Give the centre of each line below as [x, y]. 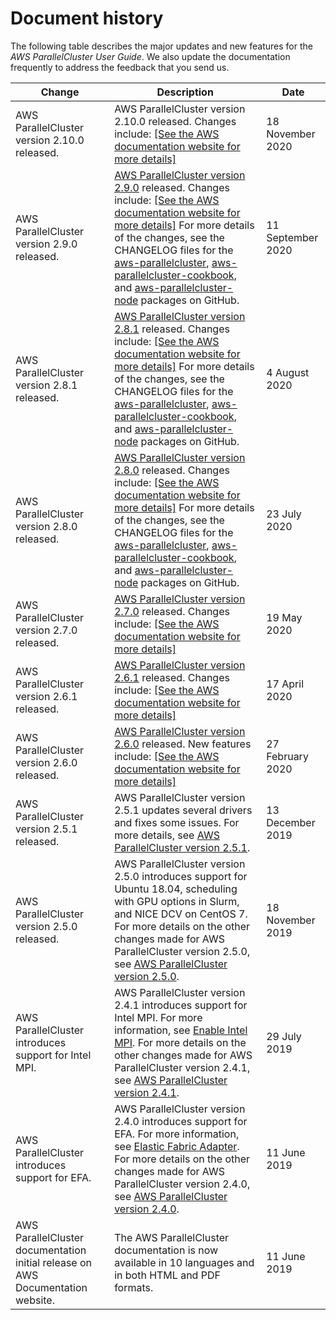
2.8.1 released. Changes [172, 329]
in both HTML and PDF [167, 1275]
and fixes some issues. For [177, 822]
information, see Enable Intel [181, 1030]
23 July [284, 514]
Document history [87, 18]
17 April [285, 684]
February [287, 756]
